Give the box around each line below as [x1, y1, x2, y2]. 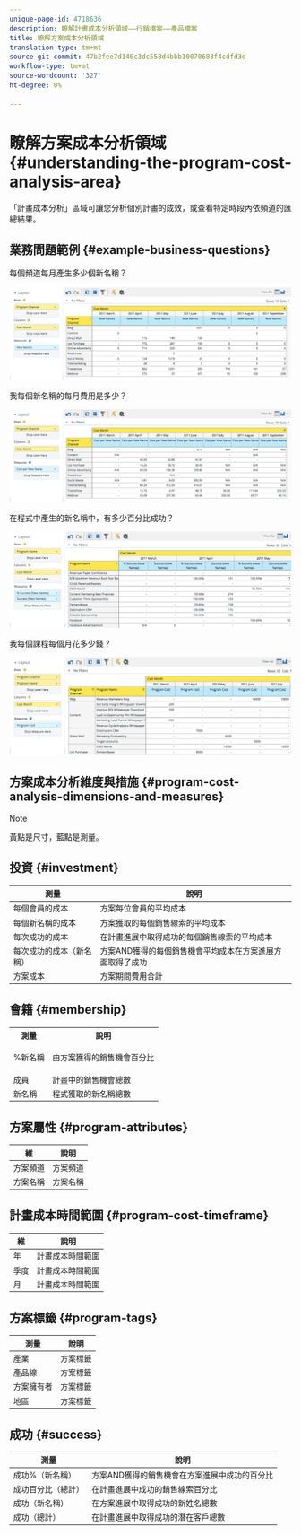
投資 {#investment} [9, 860, 119, 876]
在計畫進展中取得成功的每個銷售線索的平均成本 [99, 931, 273, 942]
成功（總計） [13, 1512, 61, 1522]
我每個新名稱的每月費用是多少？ [9, 390, 127, 401]
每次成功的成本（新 [13, 946, 84, 956]
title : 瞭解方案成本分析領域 [9, 33, 105, 42]
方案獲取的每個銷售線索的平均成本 [99, 917, 226, 928]
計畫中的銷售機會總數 [52, 1074, 132, 1085]
